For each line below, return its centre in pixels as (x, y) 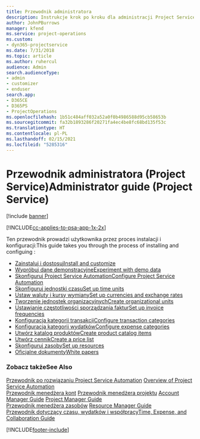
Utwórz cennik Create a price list (54, 339)
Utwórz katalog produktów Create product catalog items (83, 333)
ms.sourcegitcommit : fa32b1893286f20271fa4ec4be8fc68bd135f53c (86, 123)
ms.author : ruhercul (32, 61)
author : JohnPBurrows (33, 23)
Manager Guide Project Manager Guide (54, 399)
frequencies (29, 314)
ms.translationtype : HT (36, 128)
